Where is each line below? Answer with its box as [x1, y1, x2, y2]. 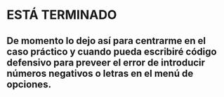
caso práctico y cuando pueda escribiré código [6, 45, 217, 57]
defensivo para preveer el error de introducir [6, 57, 205, 68]
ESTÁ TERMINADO [6, 7, 117, 23]
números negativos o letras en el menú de [6, 67, 194, 80]
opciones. [6, 78, 52, 90]
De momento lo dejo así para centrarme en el [6, 35, 206, 47]
